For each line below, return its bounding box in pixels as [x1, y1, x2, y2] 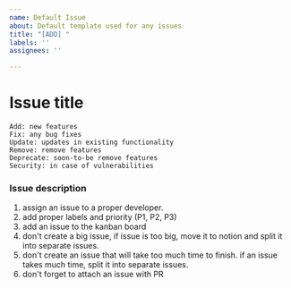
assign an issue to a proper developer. [21, 202, 164, 213]
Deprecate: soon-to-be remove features [9, 154, 158, 163]
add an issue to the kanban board [21, 221, 147, 233]
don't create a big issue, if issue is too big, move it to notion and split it [21, 231, 283, 241]
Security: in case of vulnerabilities [9, 162, 154, 171]
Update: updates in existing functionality [9, 138, 175, 148]
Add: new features [9, 123, 78, 131]
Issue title [9, 93, 84, 113]
